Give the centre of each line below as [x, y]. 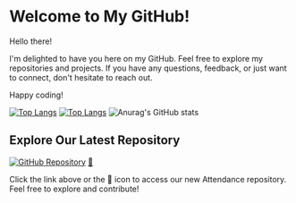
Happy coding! [37, 95]
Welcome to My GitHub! [100, 17]
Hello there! [30, 41]
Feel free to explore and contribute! [74, 189]
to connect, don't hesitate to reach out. [81, 77]
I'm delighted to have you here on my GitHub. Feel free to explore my [136, 58]
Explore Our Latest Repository [95, 140]
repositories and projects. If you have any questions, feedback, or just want [148, 68]
